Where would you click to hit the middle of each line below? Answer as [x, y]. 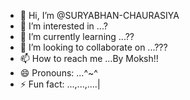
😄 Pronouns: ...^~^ [58, 73]
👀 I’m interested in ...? [63, 26]
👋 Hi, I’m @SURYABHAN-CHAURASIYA [99, 15]
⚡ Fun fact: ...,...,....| [60, 84]
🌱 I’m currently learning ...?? [77, 36]
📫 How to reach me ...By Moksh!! [89, 58]
